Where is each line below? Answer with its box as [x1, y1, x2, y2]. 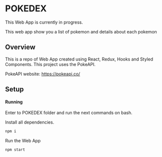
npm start [5, 147, 26, 153]
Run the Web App [5, 138, 41, 144]
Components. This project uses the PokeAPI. [5, 61, 96, 67]
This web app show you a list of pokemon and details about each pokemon [5, 29, 158, 34]
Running [5, 99, 23, 105]
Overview [5, 43, 36, 52]
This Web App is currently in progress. [5, 19, 83, 25]
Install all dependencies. [5, 119, 54, 126]
